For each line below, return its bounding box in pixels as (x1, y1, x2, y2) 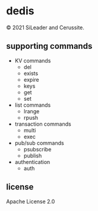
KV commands (14, 57, 51, 64)
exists (23, 70, 39, 77)
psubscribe (23, 145, 52, 153)
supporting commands (6, 41, 93, 51)
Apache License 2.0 (6, 198, 55, 205)
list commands (14, 101, 51, 108)
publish (23, 152, 42, 159)
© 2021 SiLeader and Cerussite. (6, 24, 85, 31)
